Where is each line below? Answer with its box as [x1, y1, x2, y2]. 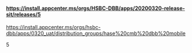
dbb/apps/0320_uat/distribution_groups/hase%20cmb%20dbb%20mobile [6, 30, 186, 37]
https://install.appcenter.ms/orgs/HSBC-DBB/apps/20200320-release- [6, 5, 186, 12]
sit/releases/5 [6, 10, 41, 17]
